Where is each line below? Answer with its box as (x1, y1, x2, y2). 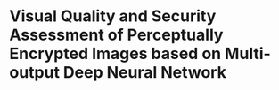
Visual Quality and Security (9, 6, 217, 26)
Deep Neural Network (62, 63, 227, 83)
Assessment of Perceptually (9, 25, 224, 45)
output (9, 63, 61, 83)
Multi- (224, 44, 272, 64)
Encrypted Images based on (9, 44, 221, 64)
